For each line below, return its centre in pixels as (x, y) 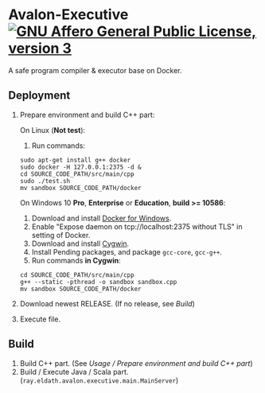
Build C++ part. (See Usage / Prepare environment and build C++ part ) (136, 363)
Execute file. (40, 319)
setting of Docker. (61, 235)
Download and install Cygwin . (80, 243)
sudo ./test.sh (45, 181)
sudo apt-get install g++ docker (75, 160)
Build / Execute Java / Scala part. (74, 372)
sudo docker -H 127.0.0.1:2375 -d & (80, 167)
